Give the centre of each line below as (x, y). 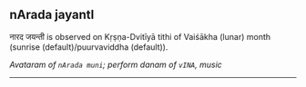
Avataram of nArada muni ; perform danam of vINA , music (116, 64)
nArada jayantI (52, 15)
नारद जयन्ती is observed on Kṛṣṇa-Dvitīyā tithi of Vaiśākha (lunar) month (140, 36)
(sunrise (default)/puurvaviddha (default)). (89, 47)
